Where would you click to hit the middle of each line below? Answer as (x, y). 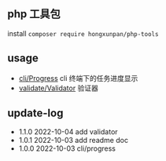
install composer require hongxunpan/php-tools (83, 33)
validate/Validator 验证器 (59, 88)
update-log (35, 113)
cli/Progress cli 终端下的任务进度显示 (78, 78)
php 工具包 (34, 14)
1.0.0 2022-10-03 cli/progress (67, 148)
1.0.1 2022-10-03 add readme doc (74, 141)
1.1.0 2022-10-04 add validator (68, 132)
